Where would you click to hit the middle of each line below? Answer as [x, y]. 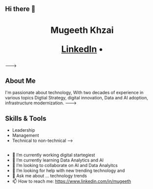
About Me [20, 81]
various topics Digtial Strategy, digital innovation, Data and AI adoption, [76, 98]
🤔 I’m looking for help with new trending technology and [68, 170]
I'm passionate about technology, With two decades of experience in [74, 93]
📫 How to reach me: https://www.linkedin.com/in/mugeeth [71, 181]
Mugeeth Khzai [82, 30]
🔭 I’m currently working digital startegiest [54, 155]
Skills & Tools [26, 118]
